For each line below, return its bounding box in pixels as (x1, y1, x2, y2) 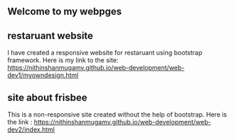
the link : (7, 118, 33, 127)
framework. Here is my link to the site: (7, 56, 119, 64)
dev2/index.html (7, 125, 55, 134)
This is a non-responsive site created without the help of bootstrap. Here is (7, 110, 228, 119)
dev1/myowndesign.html (7, 71, 79, 80)
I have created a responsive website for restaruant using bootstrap (7, 49, 203, 57)
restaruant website (7, 30, 94, 42)
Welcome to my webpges (7, 6, 122, 18)
